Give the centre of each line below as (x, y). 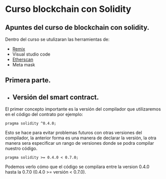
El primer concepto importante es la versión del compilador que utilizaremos (83, 109)
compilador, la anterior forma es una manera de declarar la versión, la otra (81, 138)
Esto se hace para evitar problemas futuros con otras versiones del (74, 133)
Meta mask (24, 65)
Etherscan (23, 60)
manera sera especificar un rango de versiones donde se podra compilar (80, 143)
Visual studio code (31, 54)
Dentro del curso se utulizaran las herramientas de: (57, 39)
